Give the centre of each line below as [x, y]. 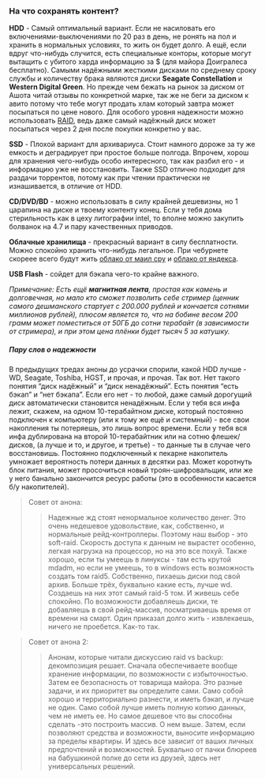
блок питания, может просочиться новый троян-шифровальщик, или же [131, 470]
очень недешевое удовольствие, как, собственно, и [136, 526]
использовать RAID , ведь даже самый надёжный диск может [112, 121]
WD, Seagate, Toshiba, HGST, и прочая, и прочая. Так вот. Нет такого [125, 378]
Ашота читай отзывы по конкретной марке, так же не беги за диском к [129, 96]
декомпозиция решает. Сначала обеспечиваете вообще [143, 666]
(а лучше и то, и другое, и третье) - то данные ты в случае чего [144, 445]
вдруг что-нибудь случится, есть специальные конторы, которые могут [130, 54]
